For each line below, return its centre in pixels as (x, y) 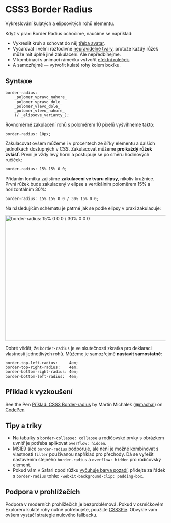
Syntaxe (19, 81)
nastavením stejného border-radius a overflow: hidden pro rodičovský (87, 460)
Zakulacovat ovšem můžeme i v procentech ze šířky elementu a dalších (80, 143)
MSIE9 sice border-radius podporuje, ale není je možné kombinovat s (85, 449)
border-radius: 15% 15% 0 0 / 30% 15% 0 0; (52, 198)
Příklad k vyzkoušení (39, 392)
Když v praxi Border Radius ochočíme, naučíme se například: (69, 33)
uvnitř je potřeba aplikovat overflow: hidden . (60, 443)
